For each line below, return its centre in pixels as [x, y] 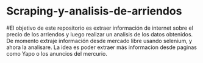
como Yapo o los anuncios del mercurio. [57, 53]
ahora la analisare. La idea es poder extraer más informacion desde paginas [101, 47]
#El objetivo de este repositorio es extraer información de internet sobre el [100, 28]
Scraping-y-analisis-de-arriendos [94, 11]
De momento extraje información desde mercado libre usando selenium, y [99, 41]
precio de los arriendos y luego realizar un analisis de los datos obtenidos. [100, 34]
